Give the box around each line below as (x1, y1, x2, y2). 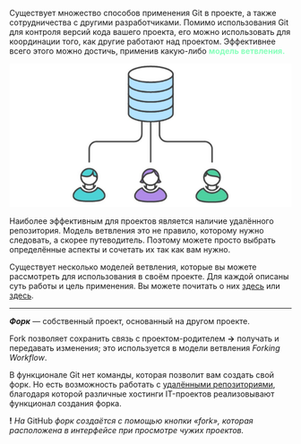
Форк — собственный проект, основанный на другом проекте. (9, 315, 251, 326)
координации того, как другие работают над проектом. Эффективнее (9, 36, 276, 47)
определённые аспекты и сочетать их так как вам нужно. (9, 243, 231, 254)
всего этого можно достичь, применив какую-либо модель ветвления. (9, 46, 286, 56)
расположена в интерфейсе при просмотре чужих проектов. (9, 424, 245, 435)
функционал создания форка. (9, 397, 123, 408)
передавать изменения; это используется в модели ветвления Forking (9, 342, 280, 353)
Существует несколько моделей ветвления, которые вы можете (9, 261, 257, 272)
